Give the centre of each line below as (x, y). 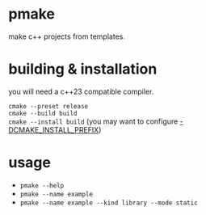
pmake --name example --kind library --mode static (109, 203)
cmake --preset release (48, 106)
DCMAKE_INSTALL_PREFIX (54, 129)
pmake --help (42, 185)
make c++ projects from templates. (67, 36)
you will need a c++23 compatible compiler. (81, 91)
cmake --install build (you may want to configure (93, 121)
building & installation (83, 69)
